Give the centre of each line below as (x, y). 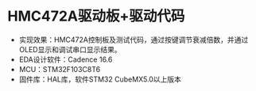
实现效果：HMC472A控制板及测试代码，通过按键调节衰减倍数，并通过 (134, 40)
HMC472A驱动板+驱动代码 (96, 16)
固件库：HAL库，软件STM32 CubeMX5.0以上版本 (100, 79)
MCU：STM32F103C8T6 (60, 69)
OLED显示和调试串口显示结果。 (70, 49)
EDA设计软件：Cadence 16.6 (66, 59)
